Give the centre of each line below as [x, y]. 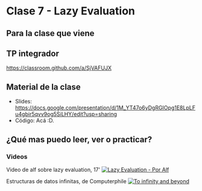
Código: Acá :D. [34, 121]
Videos [17, 156]
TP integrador [33, 53]
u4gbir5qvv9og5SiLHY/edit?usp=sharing [66, 114]
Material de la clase [44, 87]
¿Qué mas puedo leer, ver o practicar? [79, 139]
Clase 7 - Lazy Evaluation [71, 11]
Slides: [23, 102]
